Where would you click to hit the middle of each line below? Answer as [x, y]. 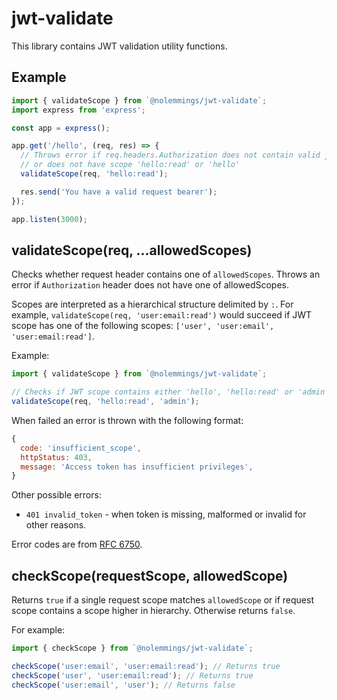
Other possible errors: [56, 495]
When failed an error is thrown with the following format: [127, 420]
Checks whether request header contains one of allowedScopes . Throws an [166, 274]
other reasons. [56, 525]
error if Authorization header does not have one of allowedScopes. [150, 285]
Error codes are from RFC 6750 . [77, 544]
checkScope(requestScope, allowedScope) [150, 575]
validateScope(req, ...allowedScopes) [132, 250]
